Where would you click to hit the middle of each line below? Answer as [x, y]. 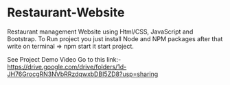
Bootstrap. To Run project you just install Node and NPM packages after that [115, 38]
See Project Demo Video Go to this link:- [64, 59]
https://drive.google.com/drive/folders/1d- [67, 66]
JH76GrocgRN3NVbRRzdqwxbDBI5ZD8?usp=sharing [83, 74]
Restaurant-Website [66, 13]
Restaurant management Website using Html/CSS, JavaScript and [100, 32]
